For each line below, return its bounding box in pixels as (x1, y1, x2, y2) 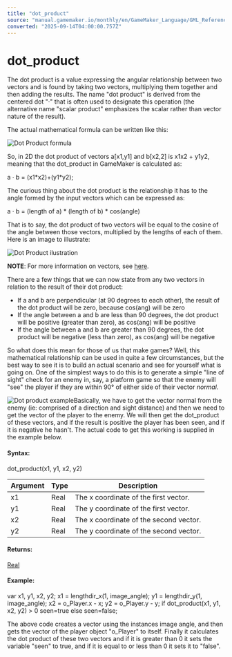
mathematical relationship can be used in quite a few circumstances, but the (7, 354, 224, 362)
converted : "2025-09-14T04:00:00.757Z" (7, 23, 122, 30)
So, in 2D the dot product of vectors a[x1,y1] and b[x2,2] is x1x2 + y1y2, (7, 153, 210, 161)
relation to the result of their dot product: (7, 283, 123, 291)
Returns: (7, 545, 33, 553)
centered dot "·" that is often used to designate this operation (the (7, 97, 195, 106)
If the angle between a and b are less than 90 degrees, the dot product (17, 311, 219, 319)
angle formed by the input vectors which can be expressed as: (7, 194, 185, 202)
